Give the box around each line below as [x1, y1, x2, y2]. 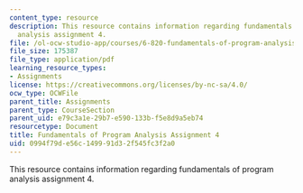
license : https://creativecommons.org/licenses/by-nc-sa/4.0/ [9, 80, 248, 89]
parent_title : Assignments [9, 96, 111, 106]
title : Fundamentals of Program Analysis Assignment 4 [9, 131, 220, 140]
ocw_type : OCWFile [9, 88, 78, 97]
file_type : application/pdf [9, 55, 115, 64]
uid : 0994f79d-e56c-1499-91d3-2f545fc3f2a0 [9, 139, 176, 148]
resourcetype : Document [9, 123, 99, 132]
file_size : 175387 [9, 47, 78, 56]
